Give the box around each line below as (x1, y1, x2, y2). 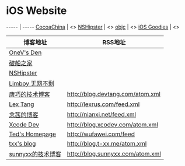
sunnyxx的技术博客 (9, 150, 62, 158)
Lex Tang (9, 100, 34, 108)
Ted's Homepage (9, 130, 57, 138)
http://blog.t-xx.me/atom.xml (67, 139, 147, 147)
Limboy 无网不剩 (9, 79, 54, 87)
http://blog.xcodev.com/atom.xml (67, 121, 159, 129)
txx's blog (9, 139, 36, 147)
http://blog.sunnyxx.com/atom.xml (67, 150, 162, 158)
